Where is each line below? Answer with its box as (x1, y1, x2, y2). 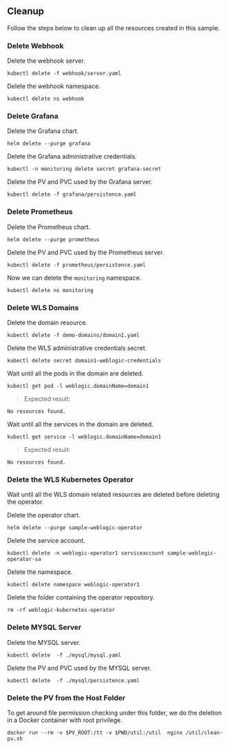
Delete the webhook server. (7, 57, 86, 65)
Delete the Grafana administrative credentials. (7, 152, 138, 161)
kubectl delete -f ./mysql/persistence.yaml (7, 677, 140, 684)
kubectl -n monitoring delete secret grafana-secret (7, 165, 162, 173)
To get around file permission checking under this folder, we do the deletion (7, 708, 222, 717)
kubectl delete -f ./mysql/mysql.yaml (7, 651, 122, 659)
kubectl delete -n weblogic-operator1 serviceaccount (7, 550, 165, 557)
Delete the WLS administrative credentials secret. (7, 344, 147, 352)
